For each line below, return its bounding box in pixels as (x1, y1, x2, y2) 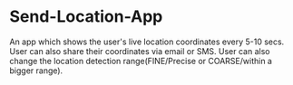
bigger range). (9, 65, 63, 76)
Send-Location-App (9, 6, 163, 27)
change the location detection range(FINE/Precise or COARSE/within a (9, 55, 272, 66)
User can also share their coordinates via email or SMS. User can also (9, 45, 270, 56)
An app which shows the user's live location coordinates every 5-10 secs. (9, 36, 285, 47)
